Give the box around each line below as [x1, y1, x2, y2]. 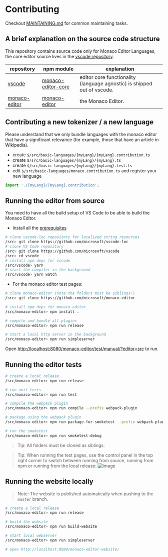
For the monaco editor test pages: [12, 281, 82, 287]
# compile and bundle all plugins [5, 318, 77, 323]
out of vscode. [79, 86, 114, 93]
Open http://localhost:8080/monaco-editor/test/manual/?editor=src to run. [5, 346, 159, 352]
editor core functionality [79, 74, 136, 81]
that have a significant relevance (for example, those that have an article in [5, 137, 159, 143]
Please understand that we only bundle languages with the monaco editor [5, 131, 157, 137]
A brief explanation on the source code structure [5, 35, 160, 43]
